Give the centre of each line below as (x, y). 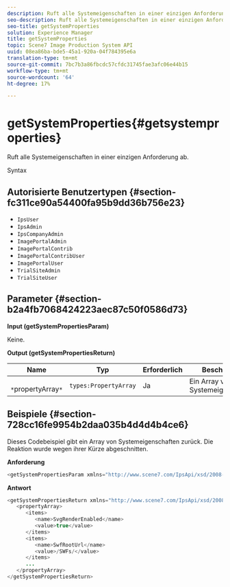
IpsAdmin (29, 227)
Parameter (30, 299)
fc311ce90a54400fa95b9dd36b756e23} (96, 203)
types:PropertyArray (103, 385)
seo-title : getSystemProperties (53, 26)
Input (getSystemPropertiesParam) (58, 326)
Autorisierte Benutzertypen (67, 192)
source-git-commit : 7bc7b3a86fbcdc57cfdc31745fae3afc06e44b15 (98, 64)
